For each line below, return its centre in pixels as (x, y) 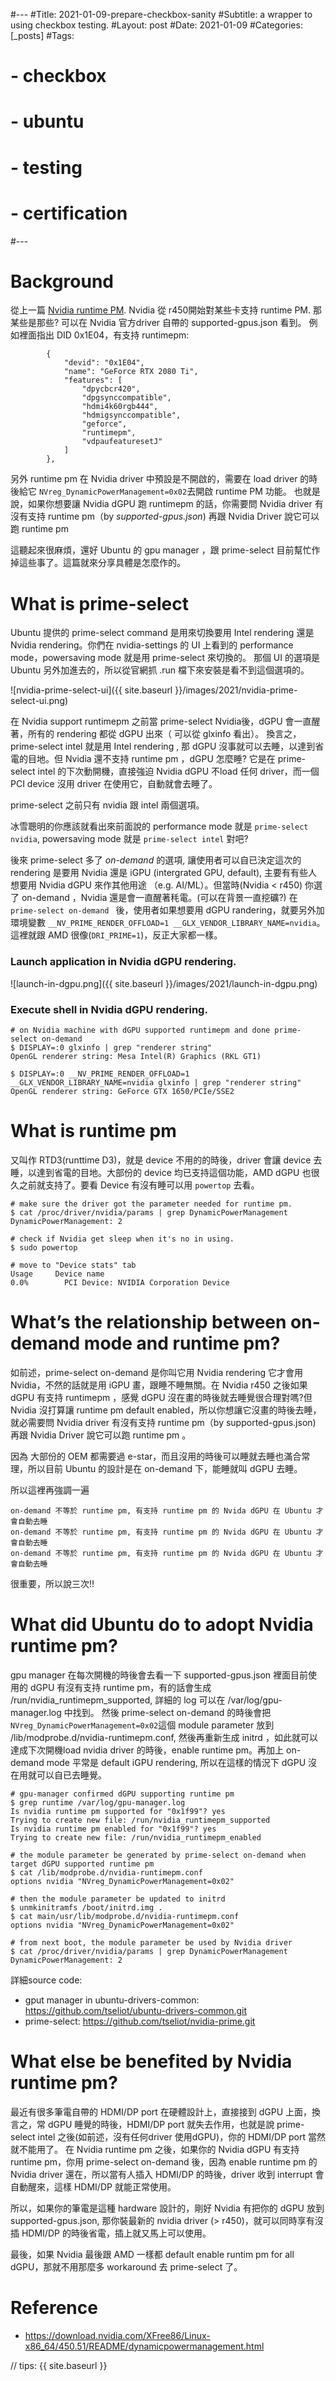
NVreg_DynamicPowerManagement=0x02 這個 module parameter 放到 (142, 1725)
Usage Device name (57, 1274)
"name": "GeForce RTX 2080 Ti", (131, 372)
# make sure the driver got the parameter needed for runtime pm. (151, 1204)
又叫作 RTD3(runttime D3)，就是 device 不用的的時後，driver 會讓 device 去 (166, 1160)
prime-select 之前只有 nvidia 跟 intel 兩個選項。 (107, 805)
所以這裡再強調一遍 (50, 1490)
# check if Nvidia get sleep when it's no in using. (122, 1239)
